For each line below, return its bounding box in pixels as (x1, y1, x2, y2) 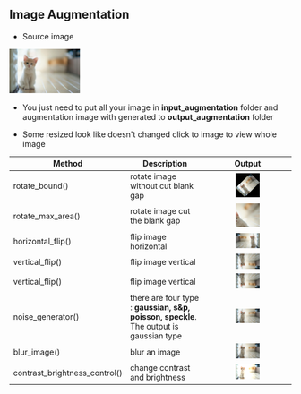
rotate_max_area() (13, 210, 81, 221)
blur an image (129, 347, 181, 357)
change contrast (129, 363, 191, 373)
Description (142, 158, 188, 169)
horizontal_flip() (13, 236, 72, 247)
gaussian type (129, 330, 182, 341)
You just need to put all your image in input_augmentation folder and (21, 102, 279, 113)
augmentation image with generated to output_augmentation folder (21, 111, 274, 122)
